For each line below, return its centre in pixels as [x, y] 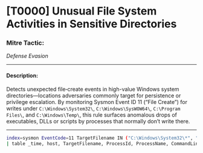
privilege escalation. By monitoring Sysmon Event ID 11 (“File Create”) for [97, 102]
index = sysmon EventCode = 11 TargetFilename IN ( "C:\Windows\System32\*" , [100, 138]
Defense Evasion [27, 56]
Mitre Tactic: [25, 43]
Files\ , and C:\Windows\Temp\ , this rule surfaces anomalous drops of [92, 115]
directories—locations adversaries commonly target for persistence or [94, 96]
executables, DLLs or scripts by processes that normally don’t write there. [98, 121]
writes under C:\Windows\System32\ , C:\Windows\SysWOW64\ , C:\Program [93, 108]
